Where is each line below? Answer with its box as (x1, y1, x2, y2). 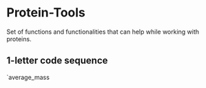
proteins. (6, 34, 32, 43)
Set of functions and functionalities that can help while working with (6, 27, 200, 36)
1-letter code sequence (6, 55, 108, 67)
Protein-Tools (6, 5, 85, 21)
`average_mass (6, 73, 50, 81)
